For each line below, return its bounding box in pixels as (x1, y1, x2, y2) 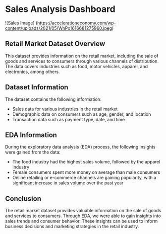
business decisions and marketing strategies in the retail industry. (5, 224, 139, 230)
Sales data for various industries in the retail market (12, 106, 118, 112)
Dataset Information (5, 83, 68, 91)
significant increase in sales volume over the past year (12, 180, 124, 186)
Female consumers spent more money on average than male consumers (12, 169, 160, 175)
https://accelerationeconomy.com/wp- (37, 20, 116, 26)
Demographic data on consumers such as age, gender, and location (12, 111, 151, 117)
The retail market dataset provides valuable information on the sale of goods (5, 208, 161, 214)
